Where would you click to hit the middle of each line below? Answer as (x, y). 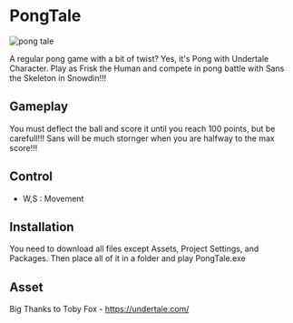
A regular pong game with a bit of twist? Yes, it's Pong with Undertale (139, 58)
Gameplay (39, 107)
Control (31, 177)
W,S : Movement (53, 198)
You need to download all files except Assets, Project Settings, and (134, 249)
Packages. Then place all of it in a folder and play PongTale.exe (128, 258)
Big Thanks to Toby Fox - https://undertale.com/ (99, 309)
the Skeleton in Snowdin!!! (58, 77)
